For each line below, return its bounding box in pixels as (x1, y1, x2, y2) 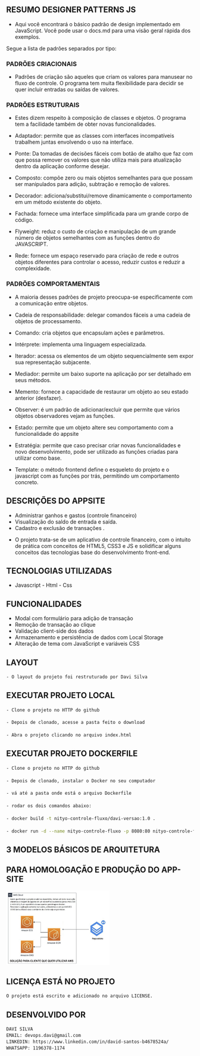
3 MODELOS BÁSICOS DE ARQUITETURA (6, 844, 161, 854)
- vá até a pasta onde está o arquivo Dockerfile (6, 790, 132, 797)
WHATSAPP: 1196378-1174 (6, 1045, 65, 1051)
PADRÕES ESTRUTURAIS (6, 101, 80, 109)
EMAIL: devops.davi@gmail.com (6, 1033, 82, 1039)
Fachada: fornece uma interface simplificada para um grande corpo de (14, 210, 189, 217)
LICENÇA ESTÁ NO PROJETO (6, 977, 115, 987)
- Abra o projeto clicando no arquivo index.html (6, 732, 132, 738)
